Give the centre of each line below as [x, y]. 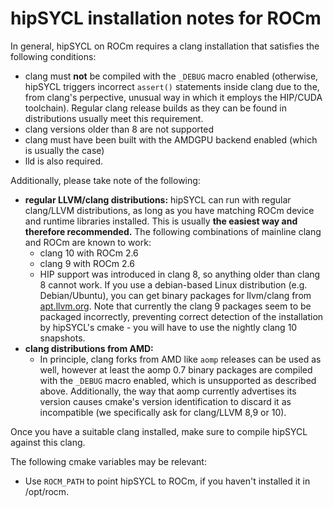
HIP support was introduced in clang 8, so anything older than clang [180, 274]
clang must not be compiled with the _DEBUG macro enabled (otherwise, [171, 76]
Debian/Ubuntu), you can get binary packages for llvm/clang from [175, 295]
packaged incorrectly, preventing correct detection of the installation [181, 316]
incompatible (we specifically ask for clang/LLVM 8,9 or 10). [163, 412]
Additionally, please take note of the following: [105, 180]
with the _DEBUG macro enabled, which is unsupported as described [178, 380]
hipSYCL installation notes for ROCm [166, 18]
